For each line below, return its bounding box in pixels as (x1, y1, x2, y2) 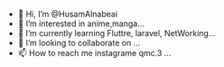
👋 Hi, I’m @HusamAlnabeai (17, 9, 118, 19)
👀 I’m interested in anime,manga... (17, 18, 145, 29)
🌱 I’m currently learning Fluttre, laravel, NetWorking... (17, 28, 216, 38)
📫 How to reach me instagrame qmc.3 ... (17, 48, 172, 58)
